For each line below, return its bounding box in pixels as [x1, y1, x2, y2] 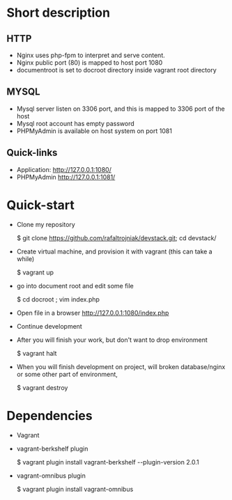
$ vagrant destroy [16, 383, 68, 391]
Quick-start [6, 197, 75, 213]
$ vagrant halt [16, 349, 57, 357]
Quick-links [6, 147, 58, 159]
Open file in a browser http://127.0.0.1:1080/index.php [16, 308, 169, 317]
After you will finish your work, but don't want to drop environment [16, 336, 208, 344]
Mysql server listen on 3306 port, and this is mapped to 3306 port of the [16, 104, 225, 113]
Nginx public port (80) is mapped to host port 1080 [16, 58, 163, 67]
